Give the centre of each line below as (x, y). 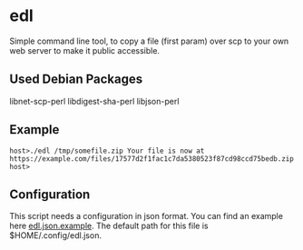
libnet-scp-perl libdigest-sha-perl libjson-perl (94, 101)
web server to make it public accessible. (85, 50)
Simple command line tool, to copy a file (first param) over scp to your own (149, 41)
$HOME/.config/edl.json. (56, 235)
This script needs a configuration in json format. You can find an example (147, 216)
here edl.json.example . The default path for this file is (109, 226)
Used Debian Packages (76, 80)
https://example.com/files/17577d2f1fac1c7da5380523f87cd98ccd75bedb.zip (152, 159)
